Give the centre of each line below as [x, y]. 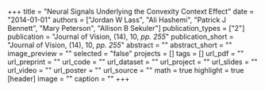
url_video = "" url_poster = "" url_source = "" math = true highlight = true [126, 70]
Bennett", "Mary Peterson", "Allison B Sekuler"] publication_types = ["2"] [126, 28]
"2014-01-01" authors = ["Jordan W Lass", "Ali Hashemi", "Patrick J [117, 20]
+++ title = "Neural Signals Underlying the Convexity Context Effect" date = [131, 11]
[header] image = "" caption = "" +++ [69, 79]
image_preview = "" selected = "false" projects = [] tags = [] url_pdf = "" [126, 53]
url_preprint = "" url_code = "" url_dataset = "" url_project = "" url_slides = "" [132, 62]
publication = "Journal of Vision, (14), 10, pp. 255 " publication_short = [121, 36]
